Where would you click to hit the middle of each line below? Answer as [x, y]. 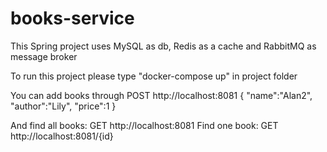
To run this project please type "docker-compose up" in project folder [154, 76]
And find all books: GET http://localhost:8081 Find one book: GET [144, 125]
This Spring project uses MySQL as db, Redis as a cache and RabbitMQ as [163, 46]
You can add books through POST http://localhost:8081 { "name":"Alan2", [161, 95]
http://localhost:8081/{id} [62, 136]
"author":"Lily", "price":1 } [63, 106]
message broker [44, 56]
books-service [72, 18]
